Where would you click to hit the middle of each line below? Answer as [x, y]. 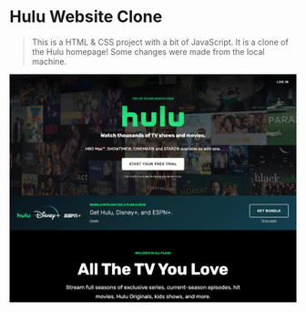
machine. [49, 61]
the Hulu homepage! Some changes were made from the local [148, 51]
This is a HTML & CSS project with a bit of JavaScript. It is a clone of [160, 42]
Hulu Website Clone [86, 17]
